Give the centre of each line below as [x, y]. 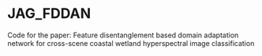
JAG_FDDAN [49, 14]
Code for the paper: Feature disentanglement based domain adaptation [123, 35]
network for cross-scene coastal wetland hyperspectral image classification [131, 43]
